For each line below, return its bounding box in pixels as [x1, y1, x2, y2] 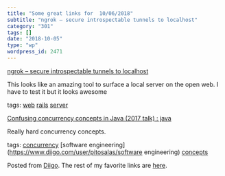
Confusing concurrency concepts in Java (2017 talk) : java [7, 114, 171, 122]
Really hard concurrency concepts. [7, 127, 106, 136]
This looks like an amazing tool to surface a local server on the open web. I [7, 80, 219, 88]
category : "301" [7, 23, 54, 29]
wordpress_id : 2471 [7, 49, 63, 55]
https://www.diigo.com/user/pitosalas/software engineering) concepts [9, 148, 209, 156]
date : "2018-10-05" [7, 36, 63, 42]
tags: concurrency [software [7, 140, 88, 149]
